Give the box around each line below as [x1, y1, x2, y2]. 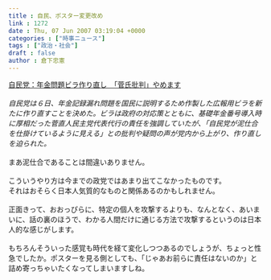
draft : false [8, 49, 56, 57]
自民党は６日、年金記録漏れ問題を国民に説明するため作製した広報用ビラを [8, 98, 255, 108]
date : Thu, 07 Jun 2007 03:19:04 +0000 [8, 27, 146, 35]
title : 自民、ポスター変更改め [8, 11, 104, 20]
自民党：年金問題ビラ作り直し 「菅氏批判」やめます [8, 80, 181, 89]
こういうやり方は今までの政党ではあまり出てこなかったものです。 [8, 175, 227, 185]
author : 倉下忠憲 [8, 57, 66, 65]
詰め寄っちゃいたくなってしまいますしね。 [8, 263, 150, 273]
